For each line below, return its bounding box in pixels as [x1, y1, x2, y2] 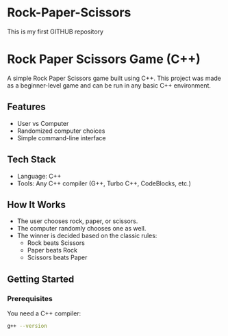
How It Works [7, 198, 66, 210]
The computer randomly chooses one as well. [16, 224, 147, 233]
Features [7, 101, 46, 113]
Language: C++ [16, 172, 62, 180]
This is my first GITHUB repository [7, 27, 104, 36]
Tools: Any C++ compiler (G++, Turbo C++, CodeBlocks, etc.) [16, 179, 192, 188]
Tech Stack [7, 154, 56, 166]
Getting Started [7, 273, 75, 285]
